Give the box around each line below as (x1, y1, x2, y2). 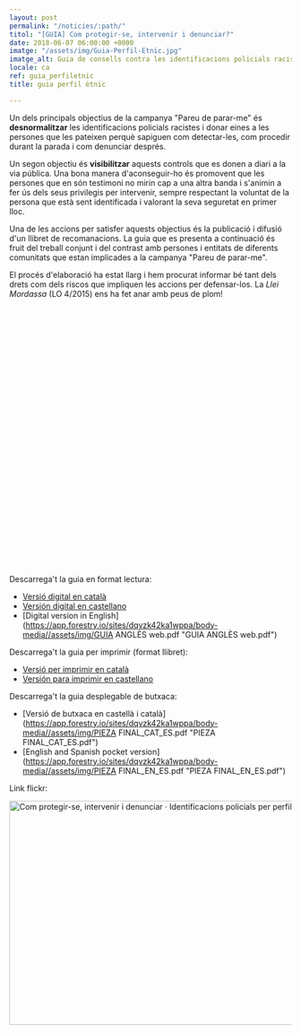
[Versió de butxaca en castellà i (21, 708, 139, 718)
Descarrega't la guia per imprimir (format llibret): (9, 647, 188, 657)
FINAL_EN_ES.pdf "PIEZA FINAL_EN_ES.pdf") (117, 765, 287, 776)
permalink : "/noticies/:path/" (9, 22, 126, 30)
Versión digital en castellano (21, 600, 127, 611)
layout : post (9, 13, 58, 22)
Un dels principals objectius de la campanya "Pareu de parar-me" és (9, 112, 262, 123)
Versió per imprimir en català (21, 664, 130, 674)
